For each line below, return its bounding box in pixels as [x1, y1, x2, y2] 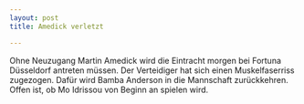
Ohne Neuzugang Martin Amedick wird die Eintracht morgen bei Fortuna [9, 55, 281, 66]
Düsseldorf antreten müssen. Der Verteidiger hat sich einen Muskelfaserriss [9, 65, 295, 76]
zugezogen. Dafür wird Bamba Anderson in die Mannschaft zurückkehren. [9, 74, 289, 85]
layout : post [9, 13, 59, 23]
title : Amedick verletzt [9, 22, 104, 31]
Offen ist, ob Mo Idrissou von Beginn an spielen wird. [9, 84, 209, 95]
